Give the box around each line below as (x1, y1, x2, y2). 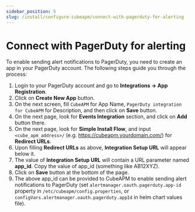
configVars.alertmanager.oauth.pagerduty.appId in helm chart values (14, 194, 183, 201)
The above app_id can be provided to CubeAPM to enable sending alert (14, 175, 187, 182)
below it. (14, 150, 36, 158)
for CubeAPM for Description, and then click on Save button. (14, 107, 158, 114)
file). (14, 200, 26, 207)
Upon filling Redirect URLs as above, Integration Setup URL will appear (14, 144, 187, 151)
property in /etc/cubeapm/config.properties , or (14, 187, 130, 194)
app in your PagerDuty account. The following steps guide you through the (6, 65, 186, 72)
